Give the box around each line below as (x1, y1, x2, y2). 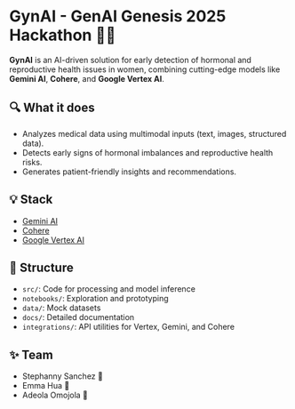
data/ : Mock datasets (21, 302, 101, 313)
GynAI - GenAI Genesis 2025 (9, 6, 227, 27)
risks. (21, 156, 43, 167)
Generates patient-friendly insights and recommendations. (21, 166, 237, 177)
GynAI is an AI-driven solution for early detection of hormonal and (9, 54, 251, 65)
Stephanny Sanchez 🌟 (21, 371, 104, 381)
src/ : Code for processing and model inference (21, 284, 195, 294)
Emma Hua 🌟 (21, 381, 70, 391)
